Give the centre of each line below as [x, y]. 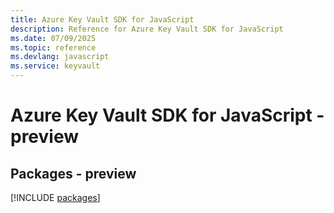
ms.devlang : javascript [60, 57]
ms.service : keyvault [55, 66]
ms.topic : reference [53, 47]
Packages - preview [73, 173]
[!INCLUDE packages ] [55, 197]
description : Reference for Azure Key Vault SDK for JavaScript [147, 29]
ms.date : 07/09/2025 [53, 38]
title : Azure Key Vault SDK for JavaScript [102, 19]
